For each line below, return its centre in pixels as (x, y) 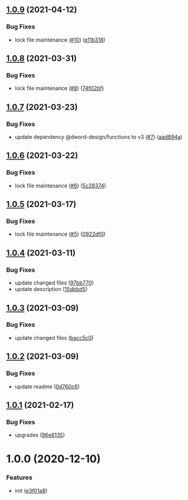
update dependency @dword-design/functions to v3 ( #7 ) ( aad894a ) (98, 137)
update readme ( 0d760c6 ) (47, 386)
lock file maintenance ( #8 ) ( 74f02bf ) (59, 88)
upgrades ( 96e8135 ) (40, 435)
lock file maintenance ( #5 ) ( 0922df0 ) (60, 234)
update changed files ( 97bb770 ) (54, 283)
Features (19, 477)
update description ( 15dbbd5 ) (51, 289)
